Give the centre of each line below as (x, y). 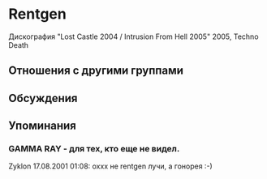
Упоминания (43, 126)
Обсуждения (43, 98)
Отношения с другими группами (96, 71)
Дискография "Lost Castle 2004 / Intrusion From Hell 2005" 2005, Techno (133, 36)
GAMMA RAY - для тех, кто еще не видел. (94, 149)
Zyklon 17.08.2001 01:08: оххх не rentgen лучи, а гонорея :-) (110, 166)
